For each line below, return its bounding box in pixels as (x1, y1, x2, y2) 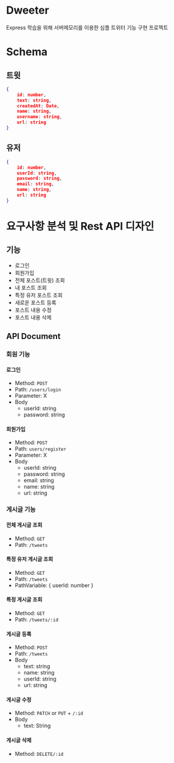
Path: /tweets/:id (14, 616, 59, 623)
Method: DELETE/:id (14, 750, 64, 757)
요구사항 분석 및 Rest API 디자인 (6, 219, 154, 233)
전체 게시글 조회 (6, 521, 43, 528)
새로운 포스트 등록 (14, 299, 56, 306)
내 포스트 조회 (14, 284, 47, 291)
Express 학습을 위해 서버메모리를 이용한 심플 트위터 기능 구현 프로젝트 (6, 24, 168, 31)
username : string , (17, 114, 62, 120)
